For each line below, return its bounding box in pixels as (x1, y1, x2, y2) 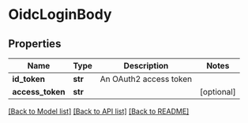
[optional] (200, 87, 236, 97)
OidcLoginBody (8, 6, 112, 24)
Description (123, 61, 169, 71)
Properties (8, 37, 62, 50)
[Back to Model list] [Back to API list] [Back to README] (8, 106, 190, 116)
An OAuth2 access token (100, 73, 193, 84)
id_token (12, 73, 46, 84)
